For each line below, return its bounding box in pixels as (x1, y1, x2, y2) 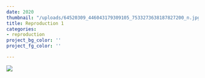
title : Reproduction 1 (6, 20, 64, 26)
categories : (6, 26, 37, 32)
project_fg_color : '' (6, 43, 62, 49)
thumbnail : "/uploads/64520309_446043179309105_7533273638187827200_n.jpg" (6, 15, 203, 21)
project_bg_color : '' (6, 37, 62, 43)
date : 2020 (6, 9, 34, 15)
